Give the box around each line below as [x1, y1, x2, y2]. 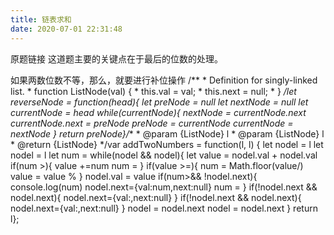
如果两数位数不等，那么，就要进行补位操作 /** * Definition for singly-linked [10, 74, 318, 86]
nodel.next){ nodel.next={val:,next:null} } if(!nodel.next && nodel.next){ [10, 191, 302, 203]
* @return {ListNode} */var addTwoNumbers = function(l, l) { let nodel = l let [10, 138, 324, 150]
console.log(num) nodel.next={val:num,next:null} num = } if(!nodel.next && [10, 181, 318, 193]
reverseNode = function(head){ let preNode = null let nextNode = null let [10, 96, 309, 108]
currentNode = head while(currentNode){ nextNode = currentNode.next [10, 106, 307, 118]
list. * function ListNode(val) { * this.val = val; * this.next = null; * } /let [10, 85, 297, 97]
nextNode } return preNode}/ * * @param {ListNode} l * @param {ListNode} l [10, 127, 325, 140]
